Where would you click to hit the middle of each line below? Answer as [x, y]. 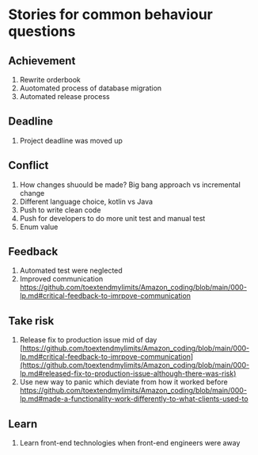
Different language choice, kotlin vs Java [86, 201]
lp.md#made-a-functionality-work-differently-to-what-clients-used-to [134, 399]
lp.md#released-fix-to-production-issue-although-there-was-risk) [128, 373]
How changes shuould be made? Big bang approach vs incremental [130, 185]
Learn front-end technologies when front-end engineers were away [130, 443]
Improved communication [61, 279]
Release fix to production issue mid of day [88, 340]
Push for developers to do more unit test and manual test [112, 218]
